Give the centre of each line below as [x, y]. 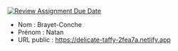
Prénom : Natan [41, 32]
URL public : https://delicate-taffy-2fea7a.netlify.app [94, 40]
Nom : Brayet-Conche [49, 24]
